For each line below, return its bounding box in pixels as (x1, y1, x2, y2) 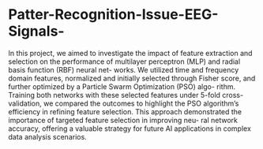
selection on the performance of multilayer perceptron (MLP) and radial (8, 57, 241, 66)
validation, (8, 99, 42, 108)
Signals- (8, 22, 65, 40)
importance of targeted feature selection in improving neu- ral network (8, 115, 239, 125)
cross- (222, 90, 243, 99)
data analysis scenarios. (8, 132, 87, 141)
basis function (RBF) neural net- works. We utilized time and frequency (8, 65, 239, 74)
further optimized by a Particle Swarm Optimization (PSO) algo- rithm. (8, 81, 236, 91)
